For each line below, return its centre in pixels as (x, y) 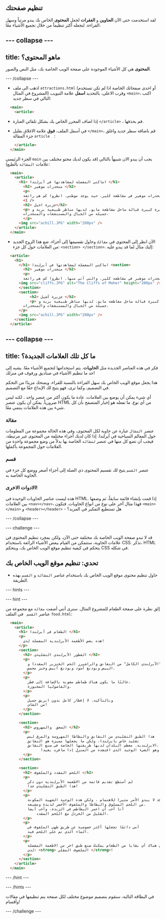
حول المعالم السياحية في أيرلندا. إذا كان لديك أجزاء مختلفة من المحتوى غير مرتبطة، (81, 436)
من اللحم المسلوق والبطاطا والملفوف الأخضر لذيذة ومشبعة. (87, 804)
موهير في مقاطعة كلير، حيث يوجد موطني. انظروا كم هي (91, 195)
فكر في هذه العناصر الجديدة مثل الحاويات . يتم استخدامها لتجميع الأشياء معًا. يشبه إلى (82, 367)
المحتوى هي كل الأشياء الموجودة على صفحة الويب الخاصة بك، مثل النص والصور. (78, 69)
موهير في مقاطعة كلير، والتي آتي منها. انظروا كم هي (91, 279)
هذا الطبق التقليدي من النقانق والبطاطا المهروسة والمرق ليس (91, 736)
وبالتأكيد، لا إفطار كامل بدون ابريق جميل (70, 700)
